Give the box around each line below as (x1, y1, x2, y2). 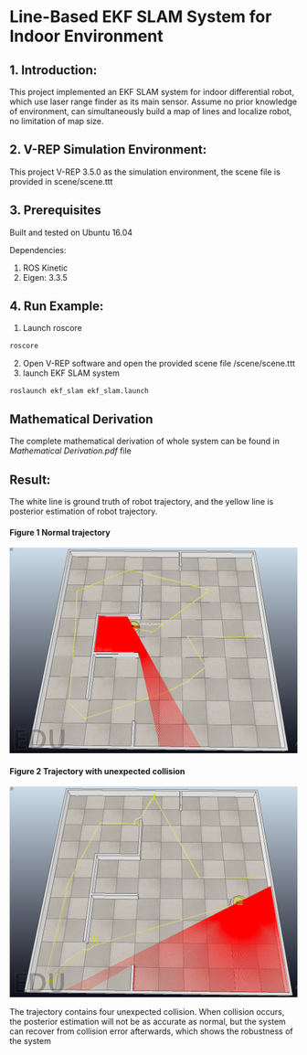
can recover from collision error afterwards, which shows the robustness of (9, 1026, 294, 1037)
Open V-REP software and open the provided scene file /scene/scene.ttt (22, 358, 295, 369)
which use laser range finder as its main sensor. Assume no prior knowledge (9, 96, 298, 107)
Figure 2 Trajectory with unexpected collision (9, 765, 185, 776)
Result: (9, 472, 51, 487)
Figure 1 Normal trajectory (9, 527, 111, 538)
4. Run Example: (9, 299, 104, 314)
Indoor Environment (9, 26, 164, 47)
